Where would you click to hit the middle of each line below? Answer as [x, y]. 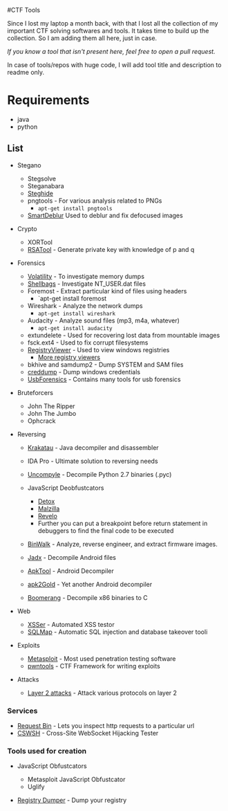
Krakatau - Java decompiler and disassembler [93, 447]
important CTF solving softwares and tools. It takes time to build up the [108, 31]
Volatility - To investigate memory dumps [86, 276]
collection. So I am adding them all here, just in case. [82, 38]
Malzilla [49, 509]
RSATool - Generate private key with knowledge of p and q [111, 249]
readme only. [26, 72]
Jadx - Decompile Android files [72, 557]
